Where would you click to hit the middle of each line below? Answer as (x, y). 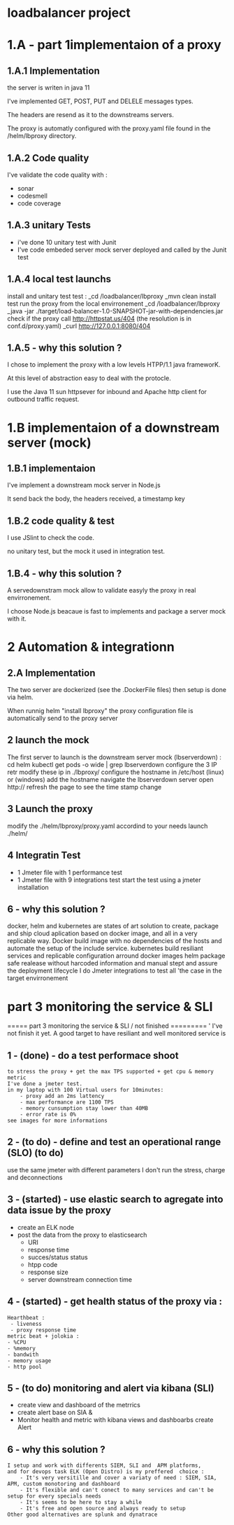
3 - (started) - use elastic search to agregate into (115, 1199)
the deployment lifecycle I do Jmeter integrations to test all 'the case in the (115, 971)
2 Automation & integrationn (91, 647)
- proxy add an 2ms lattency (62, 1096)
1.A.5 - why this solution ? (65, 348)
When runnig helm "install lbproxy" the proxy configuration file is (100, 711)
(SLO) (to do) (36, 1153)
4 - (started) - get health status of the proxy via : (115, 1302)
